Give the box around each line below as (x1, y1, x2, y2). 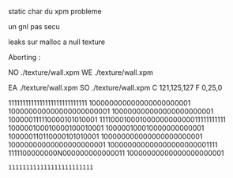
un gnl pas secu (8, 22, 61, 31)
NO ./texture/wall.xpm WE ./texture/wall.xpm (8, 68, 154, 77)
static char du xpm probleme (8, 7, 102, 16)
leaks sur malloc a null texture (8, 37, 106, 46)
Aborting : (8, 53, 41, 61)
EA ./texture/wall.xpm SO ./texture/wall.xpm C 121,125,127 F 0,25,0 (8, 83, 223, 92)
